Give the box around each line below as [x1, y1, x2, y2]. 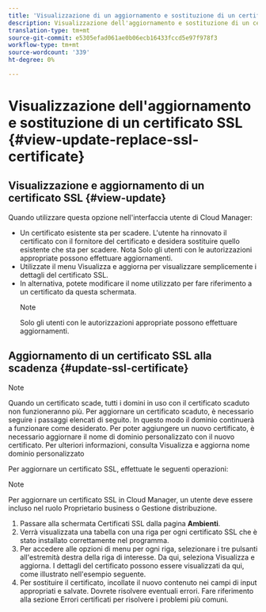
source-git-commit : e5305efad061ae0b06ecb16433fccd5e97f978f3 [8, 33, 218, 42]
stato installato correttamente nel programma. [19, 535, 169, 545]
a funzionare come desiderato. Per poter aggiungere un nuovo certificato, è [8, 423, 255, 433]
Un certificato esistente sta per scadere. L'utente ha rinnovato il [19, 228, 227, 237]
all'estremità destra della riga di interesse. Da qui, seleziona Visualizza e [19, 552, 255, 562]
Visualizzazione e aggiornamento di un [8, 179, 205, 193]
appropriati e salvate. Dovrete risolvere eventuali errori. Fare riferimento [19, 586, 254, 595]
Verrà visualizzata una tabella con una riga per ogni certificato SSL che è [19, 527, 257, 537]
